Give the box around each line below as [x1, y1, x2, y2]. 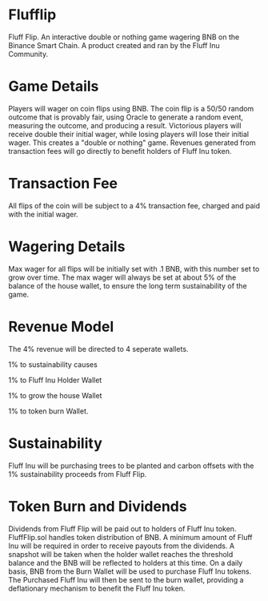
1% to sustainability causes [8, 359, 98, 369]
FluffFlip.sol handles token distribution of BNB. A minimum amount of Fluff [8, 532, 253, 542]
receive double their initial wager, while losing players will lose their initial [8, 129, 250, 139]
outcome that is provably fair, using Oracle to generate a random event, [8, 112, 244, 122]
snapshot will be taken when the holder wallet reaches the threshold [8, 549, 234, 559]
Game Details [8, 78, 99, 95]
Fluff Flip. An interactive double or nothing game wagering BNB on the [8, 32, 240, 42]
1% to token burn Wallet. [8, 406, 89, 416]
